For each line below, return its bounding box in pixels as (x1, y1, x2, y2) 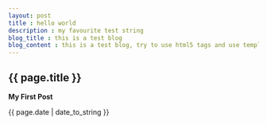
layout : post (8, 11, 52, 20)
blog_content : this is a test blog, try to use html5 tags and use (8, 41, 240, 49)
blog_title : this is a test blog (8, 33, 123, 42)
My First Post (8, 92, 53, 101)
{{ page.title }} (8, 71, 82, 84)
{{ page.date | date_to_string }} (8, 107, 110, 116)
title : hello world (8, 19, 77, 27)
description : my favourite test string (8, 26, 145, 34)
